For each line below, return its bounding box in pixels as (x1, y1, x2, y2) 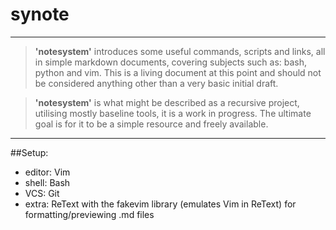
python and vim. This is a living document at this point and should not (34, 66, 322, 78)
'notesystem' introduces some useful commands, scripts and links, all (34, 45, 326, 57)
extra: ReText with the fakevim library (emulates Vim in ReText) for (24, 198, 297, 210)
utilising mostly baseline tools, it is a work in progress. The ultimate (34, 107, 312, 119)
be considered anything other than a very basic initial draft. (34, 77, 279, 89)
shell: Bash (24, 176, 71, 188)
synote (10, 3, 70, 26)
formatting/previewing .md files (24, 208, 155, 220)
